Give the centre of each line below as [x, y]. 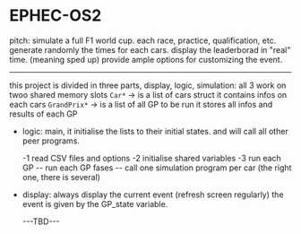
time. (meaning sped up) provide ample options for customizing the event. [146, 59]
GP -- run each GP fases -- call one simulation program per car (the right [157, 168]
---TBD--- [41, 221]
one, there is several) [61, 177]
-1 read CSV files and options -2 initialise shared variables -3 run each [152, 158]
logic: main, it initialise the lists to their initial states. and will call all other [155, 131]
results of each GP [43, 114]
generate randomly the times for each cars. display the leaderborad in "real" [150, 49]
